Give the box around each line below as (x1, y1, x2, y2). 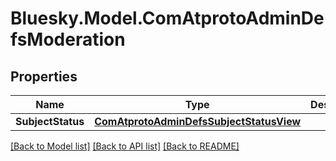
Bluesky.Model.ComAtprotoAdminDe (10, 7, 325, 30)
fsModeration (10, 28, 126, 51)
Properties (10, 68, 78, 85)
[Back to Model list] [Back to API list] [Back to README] (10, 140, 240, 152)
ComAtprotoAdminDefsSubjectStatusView (94, 115, 302, 128)
